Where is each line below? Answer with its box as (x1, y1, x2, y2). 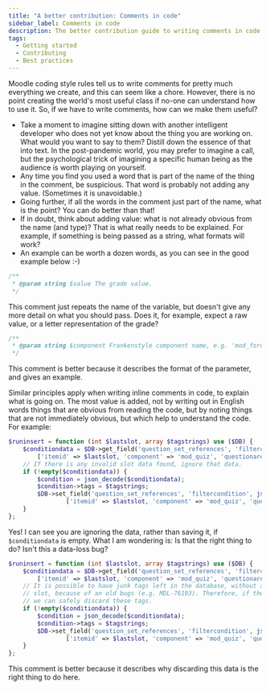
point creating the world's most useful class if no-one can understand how (8, 96, 256, 105)
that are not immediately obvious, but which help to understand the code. (8, 413, 252, 423)
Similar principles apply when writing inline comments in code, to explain (8, 388, 249, 398)
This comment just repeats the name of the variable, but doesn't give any (8, 302, 251, 311)
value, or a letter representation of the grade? (8, 318, 159, 328)
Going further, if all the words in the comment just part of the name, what (19, 196, 262, 206)
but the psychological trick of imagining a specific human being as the (19, 154, 253, 163)
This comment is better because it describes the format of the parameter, (8, 363, 252, 374)
